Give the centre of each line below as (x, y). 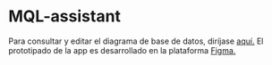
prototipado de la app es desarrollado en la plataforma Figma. (122, 50)
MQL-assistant (65, 16)
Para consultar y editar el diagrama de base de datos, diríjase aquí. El (136, 41)
